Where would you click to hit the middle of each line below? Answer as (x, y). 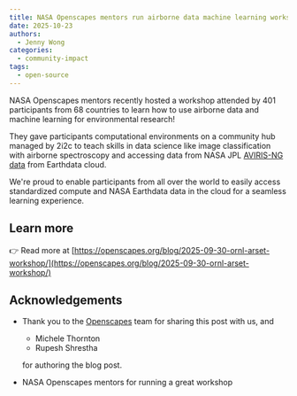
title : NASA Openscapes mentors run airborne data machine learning (138, 17)
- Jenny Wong (41, 42)
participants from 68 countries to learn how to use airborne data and (134, 109)
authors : (25, 34)
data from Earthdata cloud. (58, 164)
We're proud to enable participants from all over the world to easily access (145, 182)
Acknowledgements (66, 300)
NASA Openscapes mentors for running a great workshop (127, 383)
